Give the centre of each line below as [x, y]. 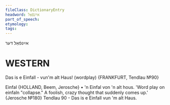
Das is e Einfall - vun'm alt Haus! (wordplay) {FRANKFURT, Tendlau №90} [82, 77]
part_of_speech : [22, 19]
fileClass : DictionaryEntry [35, 10]
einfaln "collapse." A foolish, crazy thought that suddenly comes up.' [77, 93]
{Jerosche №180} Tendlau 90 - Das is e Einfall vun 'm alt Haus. [71, 98]
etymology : [17, 24]
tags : [11, 29]
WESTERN [27, 63]
